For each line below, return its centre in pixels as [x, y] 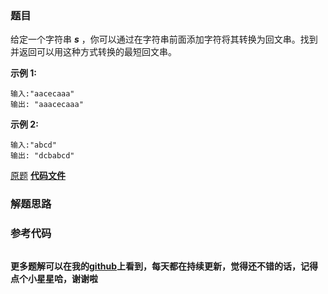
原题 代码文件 [38, 176]
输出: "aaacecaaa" [47, 105]
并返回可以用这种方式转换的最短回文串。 [93, 52]
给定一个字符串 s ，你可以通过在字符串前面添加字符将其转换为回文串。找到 [164, 39]
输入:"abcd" [33, 145]
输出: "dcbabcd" [42, 156]
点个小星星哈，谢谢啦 [54, 278]
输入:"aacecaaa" [42, 94]
